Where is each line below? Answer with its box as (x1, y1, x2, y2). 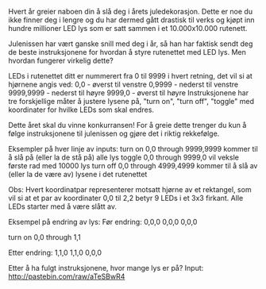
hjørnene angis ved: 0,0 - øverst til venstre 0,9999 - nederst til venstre (8, 79, 239, 89)
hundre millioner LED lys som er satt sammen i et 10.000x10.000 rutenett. (8, 24, 248, 33)
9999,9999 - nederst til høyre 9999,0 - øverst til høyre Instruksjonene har (8, 88, 249, 98)
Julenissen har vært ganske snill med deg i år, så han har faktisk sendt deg (8, 39, 253, 48)
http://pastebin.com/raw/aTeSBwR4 (8, 272, 125, 281)
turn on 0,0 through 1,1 (8, 233, 81, 241)
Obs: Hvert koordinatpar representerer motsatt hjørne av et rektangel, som (8, 185, 252, 194)
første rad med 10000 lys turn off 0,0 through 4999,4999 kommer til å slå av (8, 161, 258, 170)
